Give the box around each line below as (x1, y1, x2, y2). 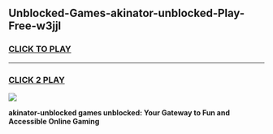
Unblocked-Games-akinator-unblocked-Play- (8, 6, 245, 20)
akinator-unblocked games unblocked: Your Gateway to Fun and (8, 107, 230, 117)
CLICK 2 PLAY (8, 74, 65, 85)
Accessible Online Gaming (8, 116, 100, 126)
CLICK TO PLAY (8, 44, 71, 55)
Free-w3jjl (8, 19, 62, 33)
